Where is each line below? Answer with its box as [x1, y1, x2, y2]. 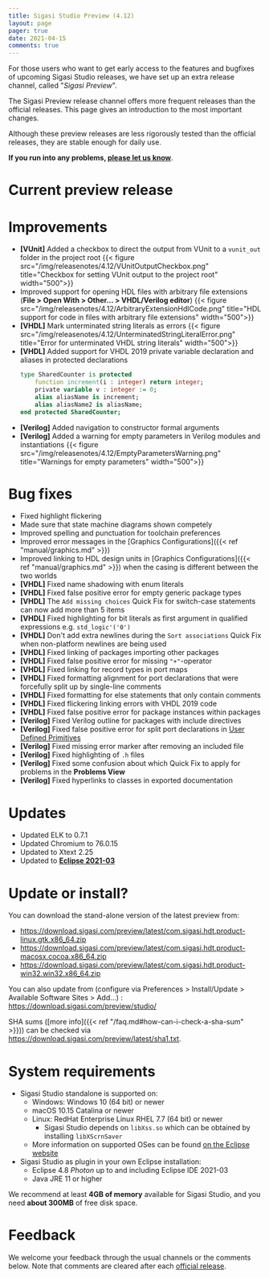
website [31, 1149, 59, 1158]
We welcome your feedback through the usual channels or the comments [8, 1253, 251, 1263]
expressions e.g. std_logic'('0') [19, 622, 131, 632]
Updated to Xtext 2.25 [19, 848, 94, 857]
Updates [8, 804, 67, 822]
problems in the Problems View [19, 767, 126, 777]
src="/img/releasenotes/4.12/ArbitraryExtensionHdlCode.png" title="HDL [19, 304, 262, 314]
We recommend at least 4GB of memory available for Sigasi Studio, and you [8, 1190, 261, 1199]
